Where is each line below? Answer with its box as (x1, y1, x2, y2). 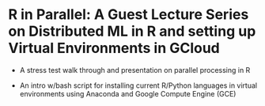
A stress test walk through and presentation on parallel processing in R (19, 65, 251, 74)
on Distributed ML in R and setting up (8, 22, 256, 40)
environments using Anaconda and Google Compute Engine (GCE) (19, 89, 237, 98)
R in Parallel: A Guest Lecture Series (8, 6, 249, 24)
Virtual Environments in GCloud (8, 40, 220, 57)
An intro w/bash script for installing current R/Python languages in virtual (19, 81, 258, 90)
